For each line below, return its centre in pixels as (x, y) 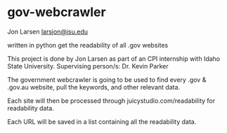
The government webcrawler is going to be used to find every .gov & (107, 79)
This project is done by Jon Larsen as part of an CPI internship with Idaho (113, 58)
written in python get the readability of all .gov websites (88, 45)
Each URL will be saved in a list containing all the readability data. (102, 121)
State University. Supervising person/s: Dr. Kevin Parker (88, 66)
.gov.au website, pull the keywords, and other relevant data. (94, 87)
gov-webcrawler (57, 12)
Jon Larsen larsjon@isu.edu (48, 31)
